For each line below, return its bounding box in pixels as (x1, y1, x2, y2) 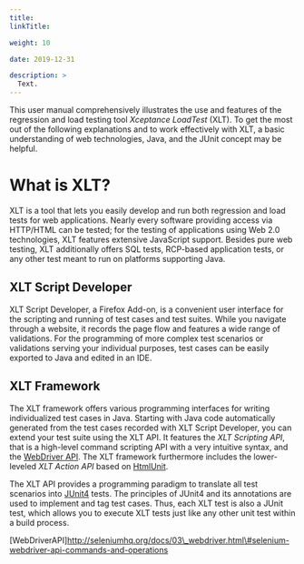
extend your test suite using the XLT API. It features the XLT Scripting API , (9, 431, 286, 442)
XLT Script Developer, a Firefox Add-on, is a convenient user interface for (9, 304, 284, 315)
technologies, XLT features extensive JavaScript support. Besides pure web (9, 234, 293, 245)
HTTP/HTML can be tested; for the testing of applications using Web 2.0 (9, 224, 280, 235)
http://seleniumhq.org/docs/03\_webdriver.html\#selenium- (66, 534, 290, 546)
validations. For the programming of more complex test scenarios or (9, 333, 264, 344)
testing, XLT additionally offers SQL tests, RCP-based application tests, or (9, 243, 284, 255)
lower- (253, 451, 279, 462)
